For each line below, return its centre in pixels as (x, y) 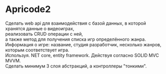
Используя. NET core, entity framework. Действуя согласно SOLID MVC (82, 55)
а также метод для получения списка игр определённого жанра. (76, 39)
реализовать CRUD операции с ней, (44, 34)
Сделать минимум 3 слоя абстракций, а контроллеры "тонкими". (76, 66)
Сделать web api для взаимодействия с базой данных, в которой (76, 23)
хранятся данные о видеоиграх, (40, 28)
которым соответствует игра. (37, 50)
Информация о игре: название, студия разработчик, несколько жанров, (84, 44)
